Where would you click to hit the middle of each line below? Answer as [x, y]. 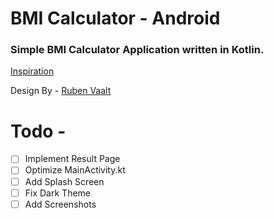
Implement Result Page [72, 159]
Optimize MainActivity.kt [75, 170]
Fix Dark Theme [57, 193]
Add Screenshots [60, 204]
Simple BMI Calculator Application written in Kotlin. [137, 50]
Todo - [38, 131]
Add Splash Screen [64, 181]
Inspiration [32, 71]
